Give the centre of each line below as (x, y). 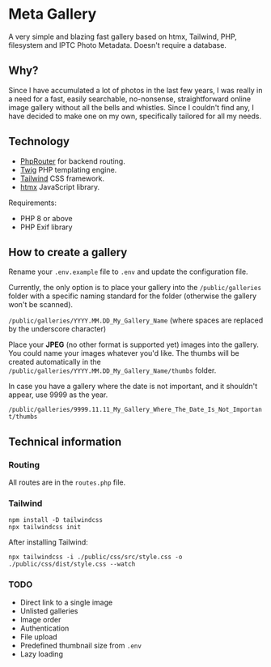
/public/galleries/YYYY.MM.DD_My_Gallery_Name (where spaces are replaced (136, 320)
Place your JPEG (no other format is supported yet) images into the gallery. (133, 344)
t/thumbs (23, 417)
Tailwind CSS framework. (62, 178)
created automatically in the (55, 362)
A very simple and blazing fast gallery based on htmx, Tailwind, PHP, (123, 36)
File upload (39, 636)
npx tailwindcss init (45, 528)
